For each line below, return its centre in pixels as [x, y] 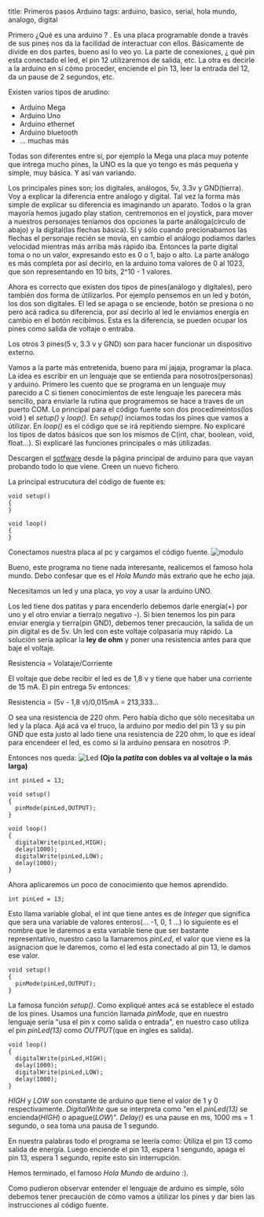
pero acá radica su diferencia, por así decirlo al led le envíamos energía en [129, 312]
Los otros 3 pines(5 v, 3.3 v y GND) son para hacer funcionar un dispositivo [130, 344]
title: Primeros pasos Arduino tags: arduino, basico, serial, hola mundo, [123, 11]
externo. [22, 352]
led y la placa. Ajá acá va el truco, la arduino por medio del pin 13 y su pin [127, 726]
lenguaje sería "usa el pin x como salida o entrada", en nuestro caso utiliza [128, 1022]
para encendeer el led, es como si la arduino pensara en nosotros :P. [119, 742]
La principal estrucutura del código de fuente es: [87, 482]
